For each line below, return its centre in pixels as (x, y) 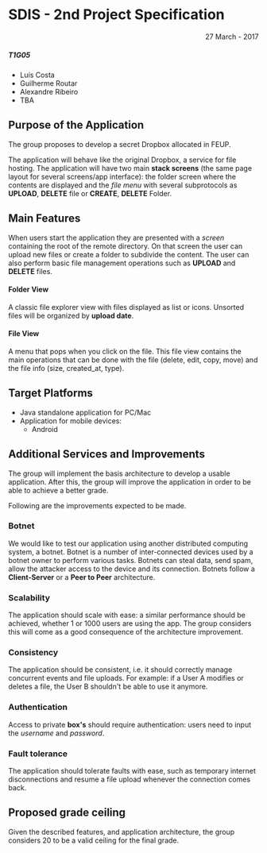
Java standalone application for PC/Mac (85, 412)
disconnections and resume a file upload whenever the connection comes (130, 779)
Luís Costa (37, 75)
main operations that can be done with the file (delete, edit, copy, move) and (133, 360)
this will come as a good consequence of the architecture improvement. (126, 632)
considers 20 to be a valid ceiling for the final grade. (94, 840)
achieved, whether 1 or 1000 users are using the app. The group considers (130, 623)
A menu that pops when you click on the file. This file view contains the (125, 351)
